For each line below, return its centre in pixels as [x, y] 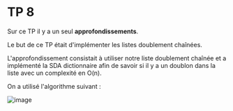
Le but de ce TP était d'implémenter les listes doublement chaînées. [105, 44]
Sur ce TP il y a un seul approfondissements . [73, 31]
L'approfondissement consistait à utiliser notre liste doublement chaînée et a [117, 58]
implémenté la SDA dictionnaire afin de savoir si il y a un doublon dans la [112, 65]
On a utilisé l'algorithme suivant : [54, 86]
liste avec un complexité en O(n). [55, 73]
